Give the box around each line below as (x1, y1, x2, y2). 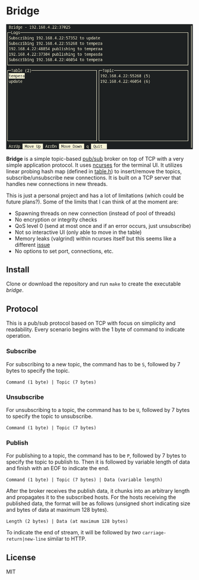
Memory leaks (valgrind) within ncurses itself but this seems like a (14, 234, 176, 242)
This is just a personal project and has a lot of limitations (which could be (6, 192, 184, 199)
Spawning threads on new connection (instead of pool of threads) (14, 210, 176, 217)
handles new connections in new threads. (6, 180, 108, 188)
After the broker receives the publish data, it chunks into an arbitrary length (6, 487, 190, 495)
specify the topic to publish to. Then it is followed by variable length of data (6, 458, 191, 465)
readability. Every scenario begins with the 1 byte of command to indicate (6, 326, 185, 333)
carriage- (142, 530, 167, 536)
